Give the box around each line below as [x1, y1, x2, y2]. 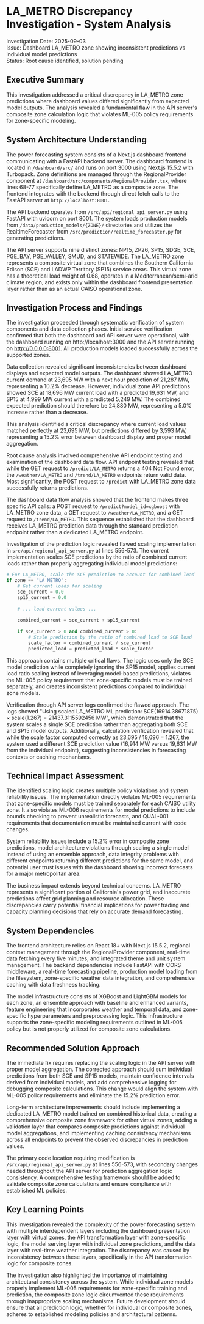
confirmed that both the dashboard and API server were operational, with [6, 332, 190, 339]
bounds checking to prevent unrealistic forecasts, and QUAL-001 [6, 813, 169, 820]
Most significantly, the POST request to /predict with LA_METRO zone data [6, 478, 196, 485]
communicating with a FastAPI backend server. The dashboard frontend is [6, 157, 193, 164]
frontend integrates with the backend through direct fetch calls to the [6, 189, 180, 197]
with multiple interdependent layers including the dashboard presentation [6, 1227, 191, 1234]
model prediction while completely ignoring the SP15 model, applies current [6, 663, 196, 671]
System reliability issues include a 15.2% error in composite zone [6, 837, 169, 845]
